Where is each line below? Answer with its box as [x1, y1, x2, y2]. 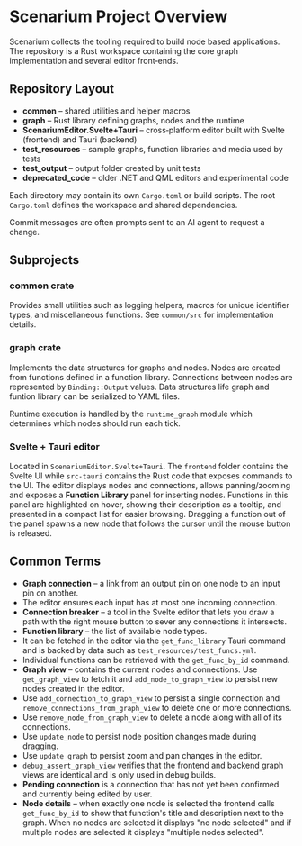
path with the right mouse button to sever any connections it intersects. [22, 615, 288, 627]
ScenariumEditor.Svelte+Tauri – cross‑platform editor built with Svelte [22, 124, 285, 135]
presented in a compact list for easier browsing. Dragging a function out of [9, 509, 286, 520]
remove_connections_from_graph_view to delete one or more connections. [22, 702, 292, 713]
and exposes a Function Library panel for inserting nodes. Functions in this [9, 489, 289, 501]
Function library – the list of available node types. [22, 625, 208, 636]
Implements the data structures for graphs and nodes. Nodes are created [9, 362, 280, 373]
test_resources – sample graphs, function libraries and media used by [22, 143, 283, 154]
